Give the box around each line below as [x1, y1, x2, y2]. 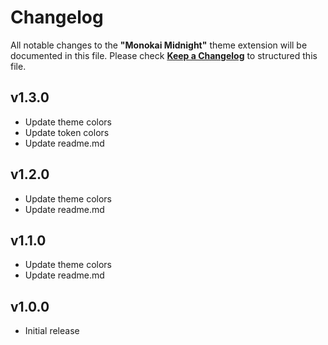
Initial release [24, 325, 80, 337]
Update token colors [24, 126, 110, 138]
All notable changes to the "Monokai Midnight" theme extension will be [10, 39, 308, 51]
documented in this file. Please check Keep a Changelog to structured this [10, 49, 318, 61]
